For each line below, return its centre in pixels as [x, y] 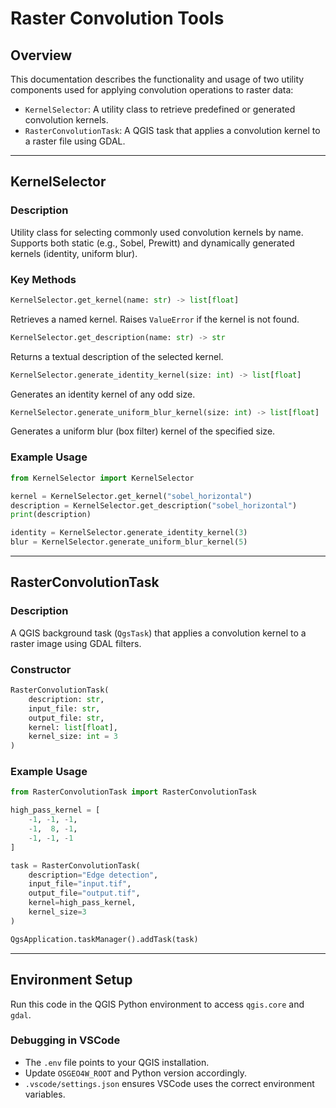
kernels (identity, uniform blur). [74, 253]
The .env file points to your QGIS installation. [117, 1062]
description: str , [66, 699]
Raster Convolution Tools [117, 18]
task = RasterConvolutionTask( [75, 865]
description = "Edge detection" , [93, 875]
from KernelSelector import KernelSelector [102, 478]
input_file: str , [64, 708]
